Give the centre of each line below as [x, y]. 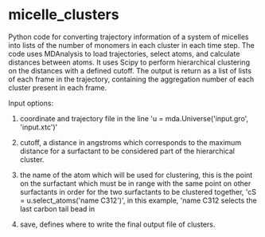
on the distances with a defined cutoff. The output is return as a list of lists [130, 70]
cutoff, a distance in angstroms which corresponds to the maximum [130, 142]
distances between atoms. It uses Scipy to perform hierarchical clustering [129, 62]
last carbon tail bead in [57, 208]
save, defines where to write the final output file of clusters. [117, 224]
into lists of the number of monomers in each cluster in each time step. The [131, 45]
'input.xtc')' [39, 127]
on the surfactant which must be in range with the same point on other [135, 183]
